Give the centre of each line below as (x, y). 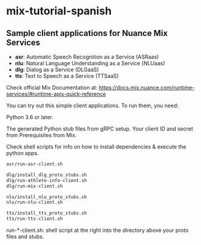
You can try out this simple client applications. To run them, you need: (92, 105)
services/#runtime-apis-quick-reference (56, 94)
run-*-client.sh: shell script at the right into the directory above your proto (97, 230)
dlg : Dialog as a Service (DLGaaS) (57, 69)
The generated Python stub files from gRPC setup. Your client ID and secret (100, 129)
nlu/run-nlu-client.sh (34, 202)
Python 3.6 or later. (30, 117)
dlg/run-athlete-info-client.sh (46, 180)
